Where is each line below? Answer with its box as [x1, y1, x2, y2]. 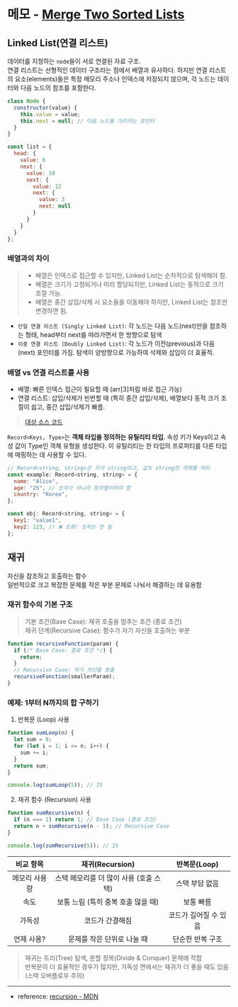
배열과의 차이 [7, 254, 50, 263]
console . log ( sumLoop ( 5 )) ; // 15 [7, 782, 103, 789]
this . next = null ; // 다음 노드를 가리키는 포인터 [20, 118, 154, 125]
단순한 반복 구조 [172, 934, 222, 944]
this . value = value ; [20, 110, 81, 118]
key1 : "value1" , [13, 517, 62, 524]
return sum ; [13, 762, 50, 769]
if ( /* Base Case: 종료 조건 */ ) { [13, 647, 113, 654]
